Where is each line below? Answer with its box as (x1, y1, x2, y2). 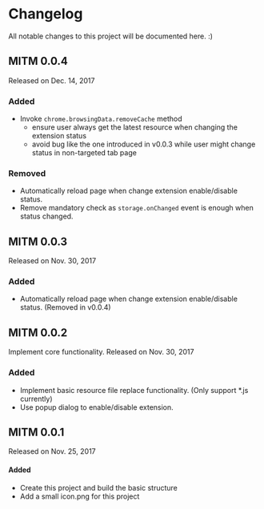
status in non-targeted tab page (31, 148, 138, 158)
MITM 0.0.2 (8, 326, 68, 339)
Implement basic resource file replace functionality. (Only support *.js (19, 385, 249, 395)
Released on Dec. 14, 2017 (8, 75, 95, 85)
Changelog (8, 5, 83, 23)
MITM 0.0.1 (8, 425, 65, 439)
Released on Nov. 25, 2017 (8, 447, 96, 456)
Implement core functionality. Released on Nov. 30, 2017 (8, 347, 194, 357)
